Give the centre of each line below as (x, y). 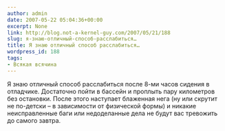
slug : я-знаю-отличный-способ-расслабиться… (72, 39)
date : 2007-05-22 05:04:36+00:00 (55, 20)
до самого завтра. (34, 120)
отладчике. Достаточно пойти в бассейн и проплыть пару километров (111, 91)
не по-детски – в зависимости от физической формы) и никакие (102, 106)
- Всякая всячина (32, 64)
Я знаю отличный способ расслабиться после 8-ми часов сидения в (108, 84)
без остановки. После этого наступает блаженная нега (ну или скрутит (112, 98)
